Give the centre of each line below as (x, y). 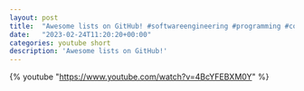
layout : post (34, 18)
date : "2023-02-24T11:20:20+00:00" (81, 34)
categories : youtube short (60, 43)
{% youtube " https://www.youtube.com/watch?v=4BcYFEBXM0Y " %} (139, 77)
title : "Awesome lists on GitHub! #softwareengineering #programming (145, 26)
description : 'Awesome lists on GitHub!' (89, 51)
